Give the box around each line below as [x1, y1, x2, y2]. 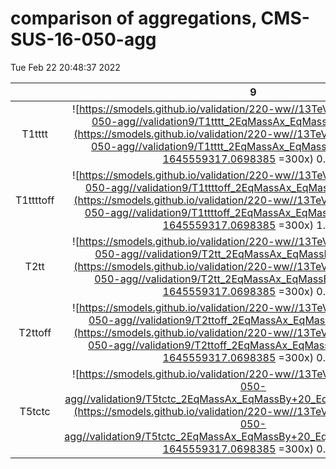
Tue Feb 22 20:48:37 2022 [10, 61, 121, 73]
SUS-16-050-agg [10, 28, 157, 51]
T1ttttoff [15, 193, 55, 207]
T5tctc [19, 404, 51, 418]
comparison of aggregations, [10, 7, 257, 30]
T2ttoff [18, 325, 52, 339]
